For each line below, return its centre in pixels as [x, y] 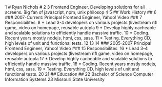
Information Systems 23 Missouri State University [55, 79]
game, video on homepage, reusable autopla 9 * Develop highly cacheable [81, 28]
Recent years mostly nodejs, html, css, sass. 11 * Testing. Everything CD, [78, 38]
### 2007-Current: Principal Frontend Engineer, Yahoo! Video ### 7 [74, 17]
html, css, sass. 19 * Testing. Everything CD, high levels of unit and [72, 69]
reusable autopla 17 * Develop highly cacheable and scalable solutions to [79, 59]
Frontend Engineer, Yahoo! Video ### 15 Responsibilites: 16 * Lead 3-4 [76, 48]
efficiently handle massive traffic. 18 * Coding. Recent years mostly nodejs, [81, 64]
